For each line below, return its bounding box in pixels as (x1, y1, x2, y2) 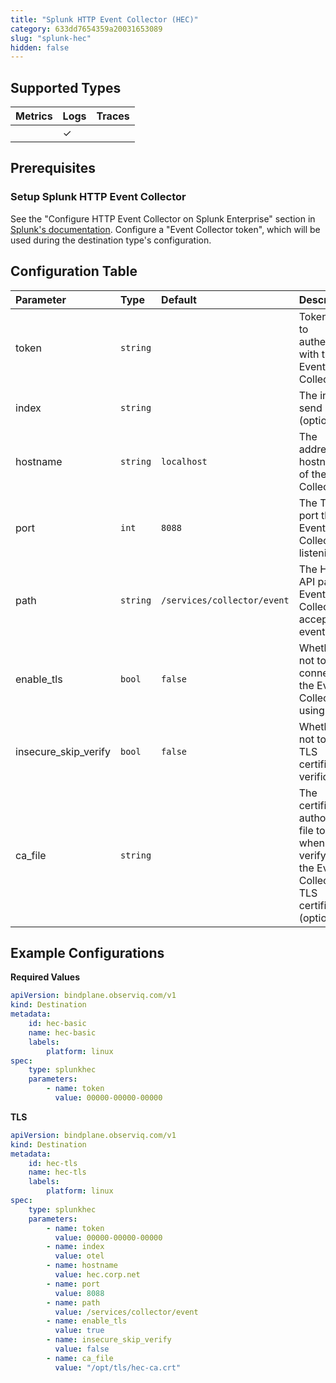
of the (298, 467, 327, 481)
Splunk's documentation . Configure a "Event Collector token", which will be (10, 223, 321, 235)
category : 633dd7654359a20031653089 (10, 24, 163, 34)
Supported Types (10, 79, 122, 96)
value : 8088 (54, 1288, 105, 1298)
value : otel (54, 1251, 105, 1261)
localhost (161, 456, 208, 467)
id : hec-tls (28, 1158, 78, 1168)
